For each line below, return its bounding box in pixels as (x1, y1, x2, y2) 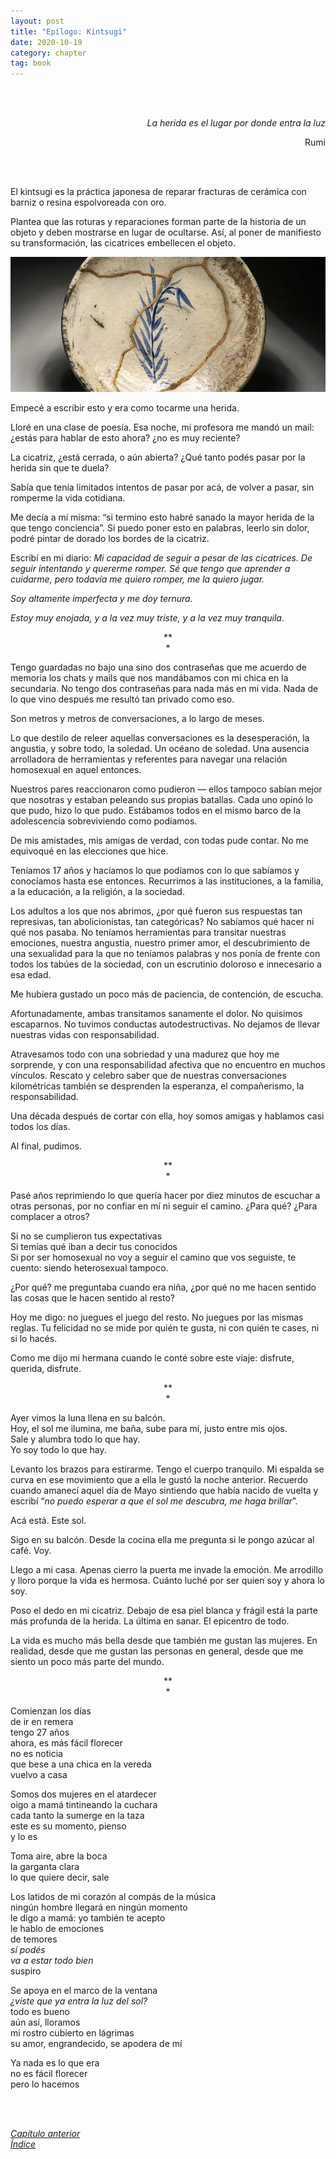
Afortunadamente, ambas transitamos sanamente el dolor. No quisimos (10, 1008, 303, 1020)
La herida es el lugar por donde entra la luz (146, 117, 326, 129)
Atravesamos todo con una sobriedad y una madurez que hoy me (10, 1048, 280, 1060)
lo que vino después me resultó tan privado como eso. (10, 693, 235, 705)
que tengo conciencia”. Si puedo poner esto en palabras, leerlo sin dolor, (10, 522, 310, 534)
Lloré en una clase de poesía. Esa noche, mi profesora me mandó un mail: (10, 421, 315, 434)
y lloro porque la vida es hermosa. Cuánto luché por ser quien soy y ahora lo (10, 1575, 325, 1587)
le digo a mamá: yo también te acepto (10, 1912, 166, 1924)
